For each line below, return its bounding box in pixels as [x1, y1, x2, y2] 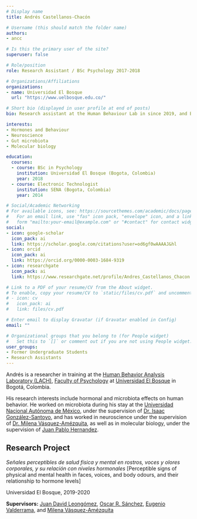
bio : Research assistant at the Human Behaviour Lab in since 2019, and [6, 111, 188, 117]
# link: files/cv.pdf [6, 306, 64, 312]
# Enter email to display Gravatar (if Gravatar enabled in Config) [6, 317, 177, 323]
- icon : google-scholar [6, 230, 64, 236]
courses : [11, 159, 33, 165]
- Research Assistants [6, 355, 62, 361]
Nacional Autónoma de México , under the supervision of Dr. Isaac [6, 407, 165, 414]
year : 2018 [16, 176, 43, 182]
